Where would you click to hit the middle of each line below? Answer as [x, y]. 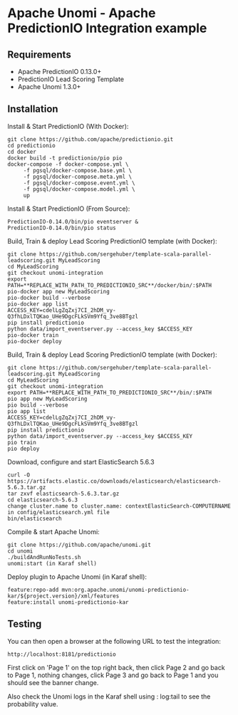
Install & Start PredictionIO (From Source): [69, 209]
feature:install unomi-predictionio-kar [68, 602]
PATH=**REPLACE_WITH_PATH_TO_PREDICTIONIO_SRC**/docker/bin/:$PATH [110, 285]
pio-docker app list [38, 304]
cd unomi [20, 551]
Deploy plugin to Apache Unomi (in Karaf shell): [77, 576]
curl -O [19, 475]
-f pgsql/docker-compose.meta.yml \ [78, 177]
